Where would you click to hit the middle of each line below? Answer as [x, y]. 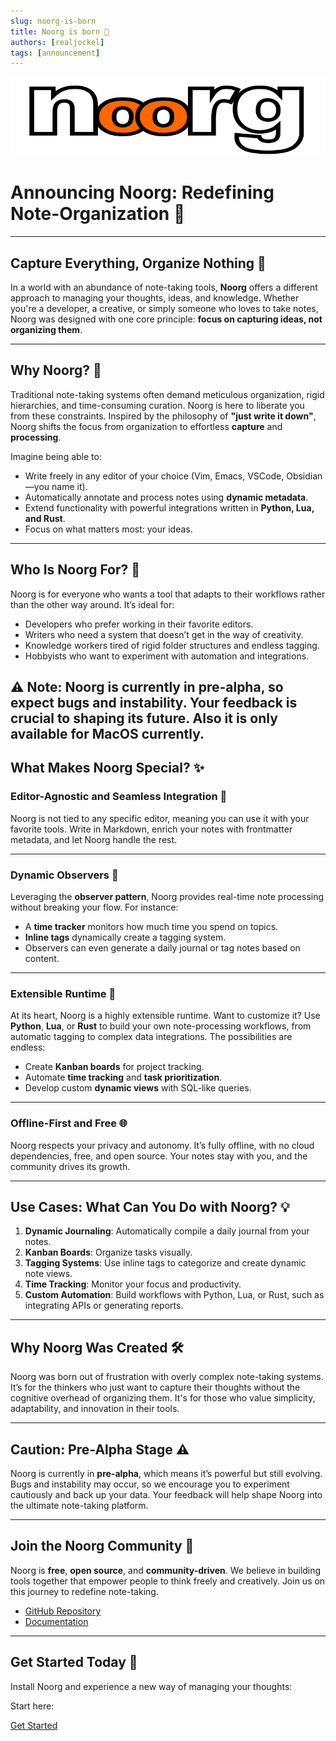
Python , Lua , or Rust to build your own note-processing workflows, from [161, 1026]
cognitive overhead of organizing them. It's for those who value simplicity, [163, 1398]
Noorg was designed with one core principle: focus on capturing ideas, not [166, 319]
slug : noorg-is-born [53, 21]
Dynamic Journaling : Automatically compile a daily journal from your [167, 1231]
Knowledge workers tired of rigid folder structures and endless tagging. [172, 645]
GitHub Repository [63, 1611]
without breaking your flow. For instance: [94, 907]
